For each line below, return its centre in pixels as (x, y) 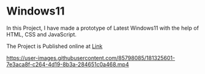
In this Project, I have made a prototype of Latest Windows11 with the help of (102, 28)
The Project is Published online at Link (54, 46)
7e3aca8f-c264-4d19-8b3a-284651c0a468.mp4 (68, 64)
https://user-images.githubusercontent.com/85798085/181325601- (91, 58)
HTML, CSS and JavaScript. (42, 34)
